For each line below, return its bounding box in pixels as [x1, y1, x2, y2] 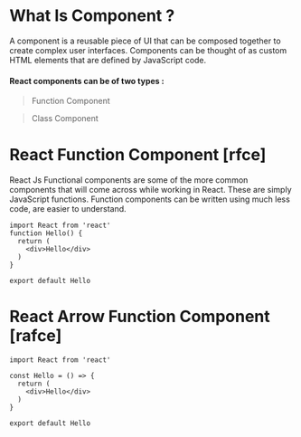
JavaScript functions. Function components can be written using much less [9, 194, 291, 204]
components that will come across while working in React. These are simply [9, 185, 292, 195]
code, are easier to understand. [9, 204, 127, 214]
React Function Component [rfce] [9, 145, 267, 166]
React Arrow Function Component [9, 307, 271, 327]
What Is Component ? [9, 5, 175, 26]
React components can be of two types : [9, 75, 165, 86]
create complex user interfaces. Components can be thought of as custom [9, 44, 287, 55]
